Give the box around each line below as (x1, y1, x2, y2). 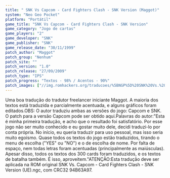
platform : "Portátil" (5, 17, 51, 22)
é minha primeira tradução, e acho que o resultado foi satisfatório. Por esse (5, 118, 163, 124)
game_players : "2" (5, 31, 44, 36)
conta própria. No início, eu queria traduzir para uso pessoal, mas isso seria (5, 129, 163, 135)
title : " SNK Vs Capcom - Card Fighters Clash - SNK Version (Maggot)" (5, 7, 159, 13)
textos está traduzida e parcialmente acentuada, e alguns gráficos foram (5, 102, 157, 108)
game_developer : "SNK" (5, 36, 53, 41)
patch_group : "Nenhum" (5, 54, 53, 60)
